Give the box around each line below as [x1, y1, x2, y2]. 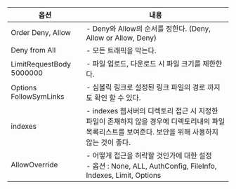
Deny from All [11, 45, 56, 55]
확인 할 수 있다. [94, 93, 141, 102]
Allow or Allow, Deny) [86, 33, 157, 43]
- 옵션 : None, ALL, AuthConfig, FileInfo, [86, 161, 217, 171]
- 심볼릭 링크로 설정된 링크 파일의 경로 [86, 83, 206, 92]
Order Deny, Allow [11, 28, 72, 37]
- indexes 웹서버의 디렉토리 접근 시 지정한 [86, 106, 218, 115]
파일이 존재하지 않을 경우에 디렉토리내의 [86, 117, 211, 126]
